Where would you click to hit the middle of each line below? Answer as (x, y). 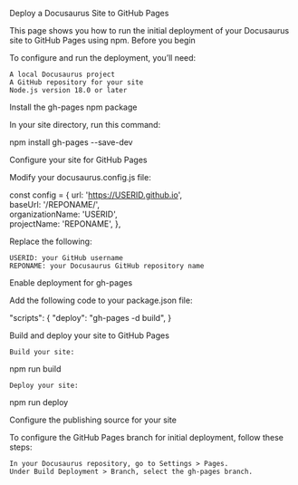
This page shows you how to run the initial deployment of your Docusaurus (149, 30)
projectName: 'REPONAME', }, (65, 224)
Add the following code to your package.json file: (101, 300)
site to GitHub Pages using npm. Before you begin (103, 40)
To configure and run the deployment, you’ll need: (103, 58)
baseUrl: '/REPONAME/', (55, 204)
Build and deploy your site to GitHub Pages (90, 335)
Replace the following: (51, 241)
